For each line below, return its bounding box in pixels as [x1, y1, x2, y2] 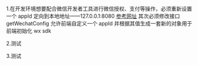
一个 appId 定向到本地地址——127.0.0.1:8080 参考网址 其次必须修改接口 [6, 12, 180, 19]
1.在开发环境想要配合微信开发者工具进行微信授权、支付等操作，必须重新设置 [6, 5, 192, 12]
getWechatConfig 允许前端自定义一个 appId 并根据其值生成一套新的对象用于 [6, 20, 193, 27]
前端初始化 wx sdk [6, 27, 52, 34]
